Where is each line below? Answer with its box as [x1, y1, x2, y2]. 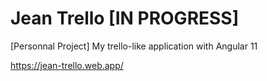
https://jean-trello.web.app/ [10, 59, 124, 71]
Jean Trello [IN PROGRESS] [10, 7, 240, 30]
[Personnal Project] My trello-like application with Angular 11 [10, 40, 258, 52]
